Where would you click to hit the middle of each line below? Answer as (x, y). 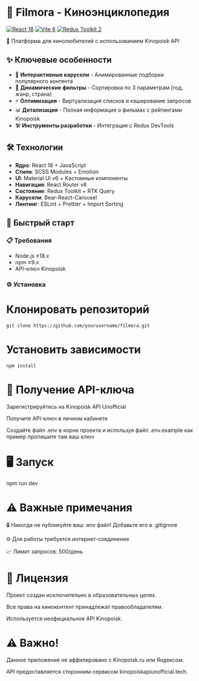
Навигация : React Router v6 (51, 184)
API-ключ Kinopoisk (41, 269)
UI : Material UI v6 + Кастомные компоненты (71, 178)
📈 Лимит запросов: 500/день (45, 551)
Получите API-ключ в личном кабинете (57, 418)
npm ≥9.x (27, 263)
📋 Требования (29, 240)
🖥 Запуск (30, 462)
